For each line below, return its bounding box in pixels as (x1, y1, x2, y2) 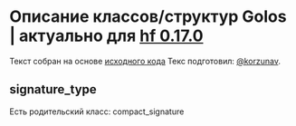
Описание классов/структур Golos (9, 6, 287, 27)
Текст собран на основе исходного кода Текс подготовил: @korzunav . (9, 55, 282, 66)
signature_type (9, 82, 97, 97)
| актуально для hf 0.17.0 (9, 25, 204, 46)
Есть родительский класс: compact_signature (9, 106, 185, 117)
